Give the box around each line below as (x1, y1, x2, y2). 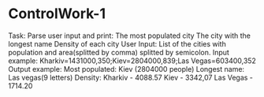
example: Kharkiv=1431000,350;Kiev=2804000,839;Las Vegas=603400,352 (8, 56, 256, 65)
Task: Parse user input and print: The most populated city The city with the (8, 31, 251, 40)
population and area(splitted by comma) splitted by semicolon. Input (8, 47, 230, 57)
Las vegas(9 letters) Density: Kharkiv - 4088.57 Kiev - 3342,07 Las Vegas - (8, 73, 254, 82)
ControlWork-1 (8, 5, 106, 23)
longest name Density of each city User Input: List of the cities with (8, 39, 226, 48)
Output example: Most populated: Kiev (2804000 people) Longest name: (8, 64, 245, 73)
